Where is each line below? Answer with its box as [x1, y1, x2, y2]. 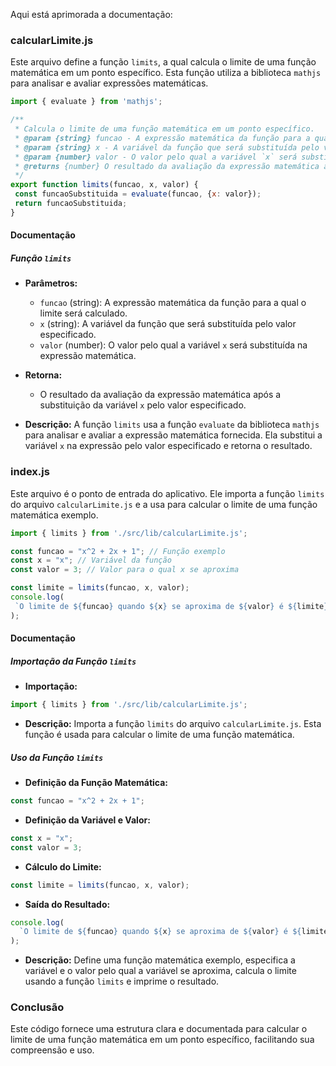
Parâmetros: [24, 277, 78, 289]
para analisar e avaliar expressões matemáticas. [10, 77, 209, 89]
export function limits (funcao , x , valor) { [10, 180, 199, 190]
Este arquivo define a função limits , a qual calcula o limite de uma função [10, 56, 317, 68]
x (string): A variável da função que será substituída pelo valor [39, 318, 297, 330]
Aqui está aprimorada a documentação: [10, 9, 173, 20]
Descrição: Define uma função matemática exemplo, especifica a [24, 954, 296, 966]
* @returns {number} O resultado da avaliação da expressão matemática [14, 161, 320, 171]
